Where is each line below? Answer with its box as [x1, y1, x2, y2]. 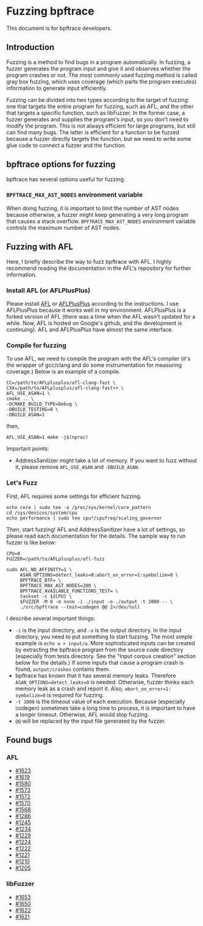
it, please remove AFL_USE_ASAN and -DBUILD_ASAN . [15, 463, 140, 471]
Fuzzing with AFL [6, 242, 73, 252]
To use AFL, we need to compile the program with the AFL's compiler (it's [6, 355, 191, 363]
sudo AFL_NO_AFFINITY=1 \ [6, 566, 72, 573]
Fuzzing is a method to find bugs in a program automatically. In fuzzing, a [6, 58, 191, 65]
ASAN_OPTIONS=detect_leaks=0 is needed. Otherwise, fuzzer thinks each [15, 678, 194, 685]
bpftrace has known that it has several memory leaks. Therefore [15, 671, 176, 679]
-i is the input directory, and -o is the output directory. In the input [15, 626, 182, 634]
